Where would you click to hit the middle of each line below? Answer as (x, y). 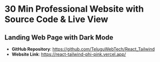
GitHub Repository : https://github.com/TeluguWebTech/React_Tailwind (83, 49)
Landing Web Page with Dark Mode (59, 37)
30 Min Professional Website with (74, 9)
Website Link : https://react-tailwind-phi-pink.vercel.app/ (69, 54)
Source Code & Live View (56, 19)
